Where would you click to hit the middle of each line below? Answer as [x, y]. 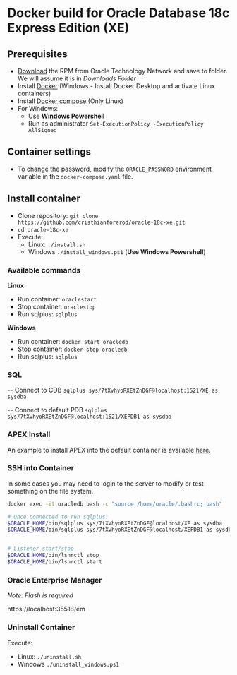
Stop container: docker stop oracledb [72, 349]
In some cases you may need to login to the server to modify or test [106, 483]
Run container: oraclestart [57, 299]
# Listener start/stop [41, 549]
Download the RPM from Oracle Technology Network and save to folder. [122, 71]
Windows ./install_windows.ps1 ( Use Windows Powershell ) [117, 251]
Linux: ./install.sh [57, 244]
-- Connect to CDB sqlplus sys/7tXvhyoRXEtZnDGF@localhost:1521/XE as [113, 390]
